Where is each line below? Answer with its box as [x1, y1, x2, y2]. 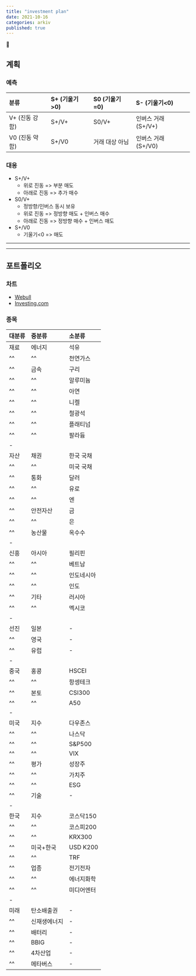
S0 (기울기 [93, 95, 121, 103]
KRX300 [69, 833, 92, 841]
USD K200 [69, 843, 99, 851]
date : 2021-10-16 [6, 14, 48, 20]
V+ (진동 [9, 114, 32, 122]
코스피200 [69, 823, 97, 831]
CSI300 [69, 689, 90, 697]
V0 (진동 [9, 133, 32, 141]
